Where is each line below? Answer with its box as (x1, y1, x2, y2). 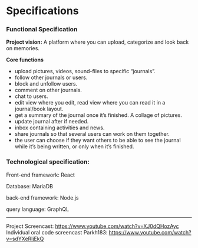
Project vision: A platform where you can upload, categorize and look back (6, 38, 189, 45)
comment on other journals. (14, 87, 82, 94)
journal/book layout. (14, 105, 64, 113)
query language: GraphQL (6, 205, 70, 213)
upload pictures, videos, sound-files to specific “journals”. (14, 68, 156, 75)
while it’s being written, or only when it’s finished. (14, 143, 134, 150)
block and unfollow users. (14, 80, 78, 87)
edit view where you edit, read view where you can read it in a (14, 99, 166, 106)
